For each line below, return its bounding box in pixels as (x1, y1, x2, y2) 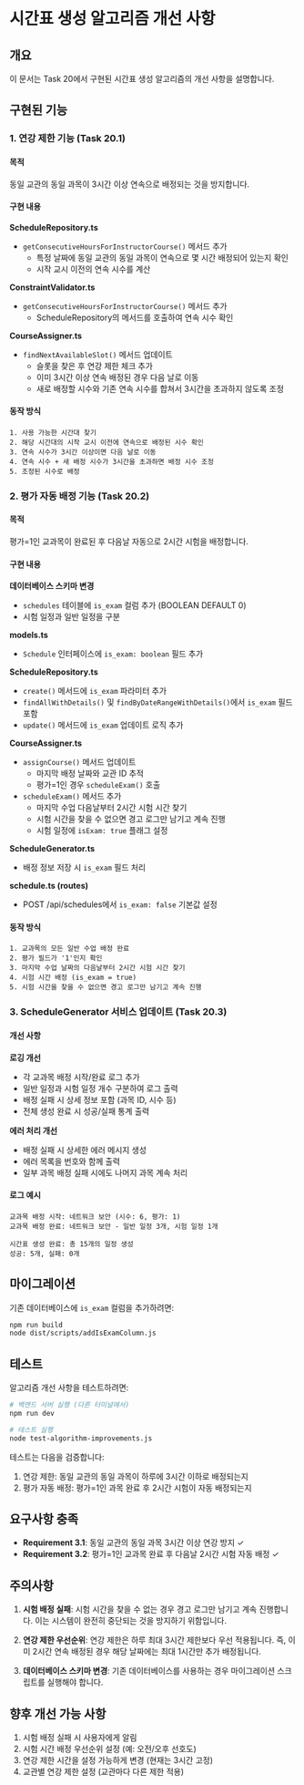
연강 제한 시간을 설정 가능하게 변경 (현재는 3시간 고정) (22, 1755, 214, 1766)
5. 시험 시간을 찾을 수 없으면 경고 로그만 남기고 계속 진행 (9, 983, 202, 992)
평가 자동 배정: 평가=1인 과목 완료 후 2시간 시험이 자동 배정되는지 (22, 1482, 252, 1493)
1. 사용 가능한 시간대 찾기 (9, 428, 97, 438)
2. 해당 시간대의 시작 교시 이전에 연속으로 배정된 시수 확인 (9, 438, 205, 447)
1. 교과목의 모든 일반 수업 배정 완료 (9, 944, 130, 954)
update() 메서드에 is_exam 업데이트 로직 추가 (22, 719, 184, 730)
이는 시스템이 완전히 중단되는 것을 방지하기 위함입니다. (35, 1615, 228, 1626)
